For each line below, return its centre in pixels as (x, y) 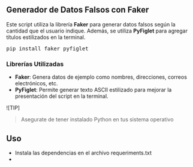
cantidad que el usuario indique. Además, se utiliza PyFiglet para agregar (97, 31)
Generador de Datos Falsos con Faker (78, 10)
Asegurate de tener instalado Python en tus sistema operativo (97, 120)
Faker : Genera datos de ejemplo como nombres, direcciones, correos (101, 77)
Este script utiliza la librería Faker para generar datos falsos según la (91, 24)
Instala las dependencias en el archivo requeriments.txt (83, 153)
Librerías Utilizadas (35, 64)
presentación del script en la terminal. (62, 96)
